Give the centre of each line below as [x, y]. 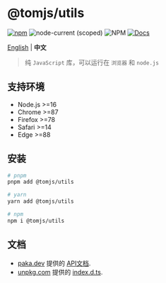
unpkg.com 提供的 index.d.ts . [60, 272]
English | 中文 [27, 47]
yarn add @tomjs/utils [41, 201]
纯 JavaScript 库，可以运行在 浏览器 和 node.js [91, 62]
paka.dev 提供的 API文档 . [54, 263]
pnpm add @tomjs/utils [41, 182]
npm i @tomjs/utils [36, 221]
